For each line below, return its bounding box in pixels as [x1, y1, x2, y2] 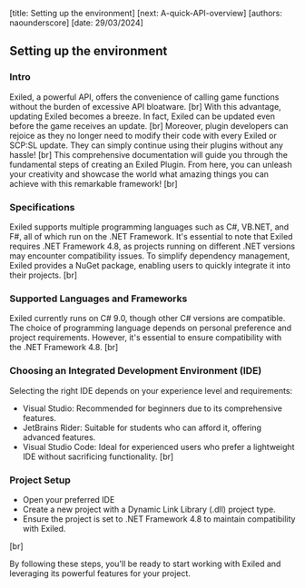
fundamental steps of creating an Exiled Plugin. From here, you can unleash [9, 159, 292, 170]
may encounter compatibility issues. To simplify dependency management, [9, 250, 290, 261]
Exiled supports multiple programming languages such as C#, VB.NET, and [9, 221, 290, 232]
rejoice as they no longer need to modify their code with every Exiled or [9, 130, 277, 141]
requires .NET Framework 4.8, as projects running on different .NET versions [9, 240, 296, 251]
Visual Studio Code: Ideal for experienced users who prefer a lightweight [22, 441, 295, 452]
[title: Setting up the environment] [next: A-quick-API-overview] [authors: [9, 8, 283, 18]
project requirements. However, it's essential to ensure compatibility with [9, 332, 282, 343]
